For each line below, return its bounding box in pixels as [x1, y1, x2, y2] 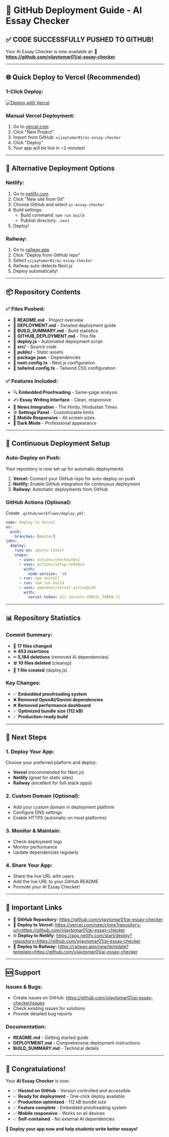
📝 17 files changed [13, 643, 52, 649]
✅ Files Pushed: [6, 305, 45, 313]
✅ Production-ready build [13, 713, 68, 719]
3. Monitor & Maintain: [6, 827, 61, 834]
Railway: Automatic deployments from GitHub [13, 486, 108, 492]
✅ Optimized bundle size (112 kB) [13, 708, 83, 714]
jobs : [6, 539, 17, 544]
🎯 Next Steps [6, 733, 47, 742]
